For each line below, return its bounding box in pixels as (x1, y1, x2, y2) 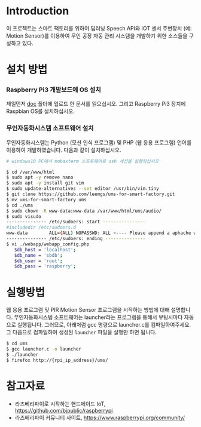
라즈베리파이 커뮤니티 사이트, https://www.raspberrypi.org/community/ (14, 414, 185, 421)
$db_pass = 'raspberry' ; (14, 263, 77, 269)
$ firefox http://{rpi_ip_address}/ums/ (6, 357, 109, 363)
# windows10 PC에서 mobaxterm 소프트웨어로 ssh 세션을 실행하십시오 (6, 158, 159, 164)
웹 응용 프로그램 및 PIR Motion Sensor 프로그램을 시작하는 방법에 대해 (6, 306, 170, 314)
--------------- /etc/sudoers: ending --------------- (6, 236, 146, 242)
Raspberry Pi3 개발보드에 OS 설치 (6, 85, 102, 94)
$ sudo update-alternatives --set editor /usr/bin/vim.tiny (6, 186, 160, 192)
